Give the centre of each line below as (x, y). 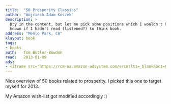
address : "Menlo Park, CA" (34, 33)
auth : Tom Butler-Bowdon (34, 52)
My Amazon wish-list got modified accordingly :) (56, 96)
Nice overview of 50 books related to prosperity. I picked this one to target (83, 81)
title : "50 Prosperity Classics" (42, 10)
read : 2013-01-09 (26, 57)
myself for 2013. (22, 86)
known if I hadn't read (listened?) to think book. (66, 29)
